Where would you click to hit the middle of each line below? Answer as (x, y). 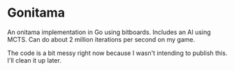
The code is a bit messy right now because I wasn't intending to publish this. (117, 53)
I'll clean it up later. (34, 60)
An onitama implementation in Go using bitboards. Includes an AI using (109, 32)
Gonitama (36, 13)
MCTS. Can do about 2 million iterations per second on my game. (101, 39)
